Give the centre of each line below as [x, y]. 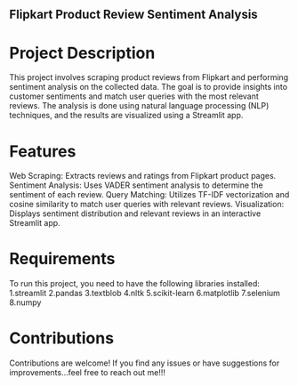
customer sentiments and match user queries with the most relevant [134, 96]
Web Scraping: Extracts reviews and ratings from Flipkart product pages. [143, 176]
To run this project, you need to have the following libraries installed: [135, 284]
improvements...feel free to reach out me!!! [88, 373]
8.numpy [25, 302]
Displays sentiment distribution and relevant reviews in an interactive [135, 213]
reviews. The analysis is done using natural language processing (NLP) [139, 106]
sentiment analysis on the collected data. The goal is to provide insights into [148, 87]
